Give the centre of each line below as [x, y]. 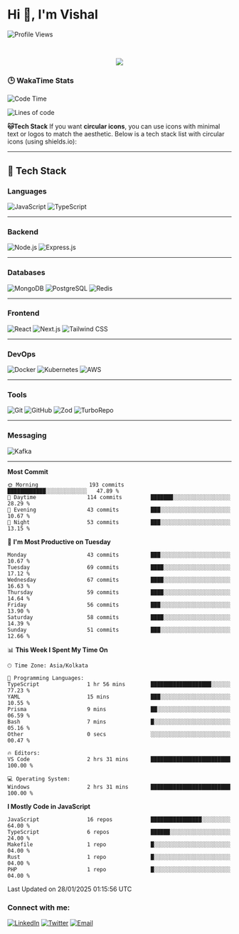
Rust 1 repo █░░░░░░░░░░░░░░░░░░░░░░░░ [119, 857]
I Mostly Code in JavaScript [49, 806]
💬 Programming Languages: [46, 678]
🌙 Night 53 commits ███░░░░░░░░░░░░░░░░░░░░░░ [119, 522]
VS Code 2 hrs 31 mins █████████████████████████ [119, 759]
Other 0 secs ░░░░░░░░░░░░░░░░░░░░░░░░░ [119, 734]
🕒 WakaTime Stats [41, 80]
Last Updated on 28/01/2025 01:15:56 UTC [70, 889]
